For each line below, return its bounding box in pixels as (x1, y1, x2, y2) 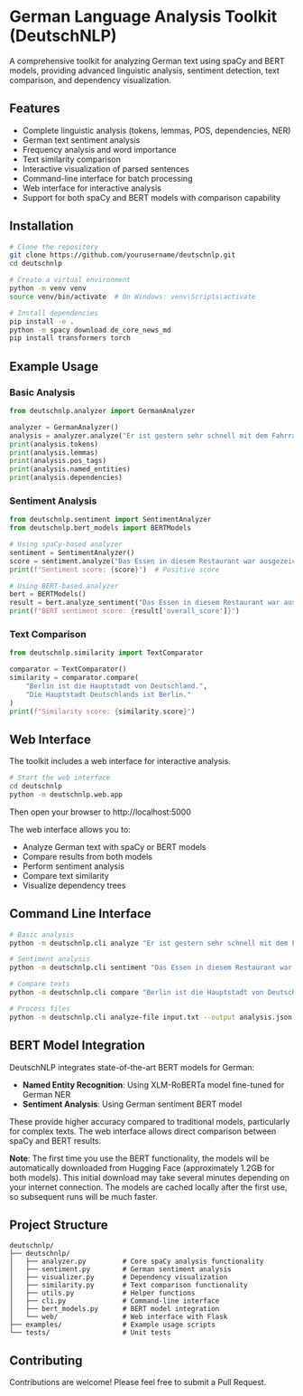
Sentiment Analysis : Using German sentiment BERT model (22, 1099, 243, 1109)
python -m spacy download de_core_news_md (9, 325, 171, 335)
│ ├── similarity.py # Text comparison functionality (9, 1281, 248, 1290)
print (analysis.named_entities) (9, 465, 131, 474)
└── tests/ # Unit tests (9, 1328, 171, 1337)
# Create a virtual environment (9, 276, 131, 285)
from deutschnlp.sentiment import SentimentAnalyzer (9, 515, 212, 524)
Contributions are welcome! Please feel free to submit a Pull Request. (9, 1377, 267, 1388)
